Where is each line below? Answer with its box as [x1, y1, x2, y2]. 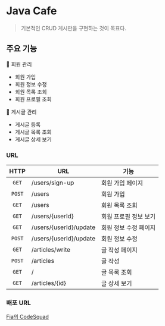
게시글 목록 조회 [14, 128, 52, 135]
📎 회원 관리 [6, 61, 32, 68]
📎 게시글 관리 [6, 108, 37, 115]
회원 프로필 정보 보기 [101, 212, 156, 221]
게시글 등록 [14, 121, 41, 128]
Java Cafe [6, 4, 57, 18]
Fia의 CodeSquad [6, 314, 49, 321]
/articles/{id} [31, 279, 67, 287]
